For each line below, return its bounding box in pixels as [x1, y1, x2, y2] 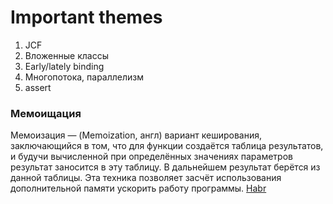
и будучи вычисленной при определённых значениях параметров [10, 151, 293, 163]
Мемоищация [10, 106, 82, 120]
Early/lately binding [24, 60, 105, 72]
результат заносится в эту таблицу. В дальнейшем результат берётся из [10, 161, 321, 173]
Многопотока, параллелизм [24, 71, 145, 83]
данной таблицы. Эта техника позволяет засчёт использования [10, 172, 282, 184]
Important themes [10, 6, 163, 29]
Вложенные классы [24, 49, 109, 61]
